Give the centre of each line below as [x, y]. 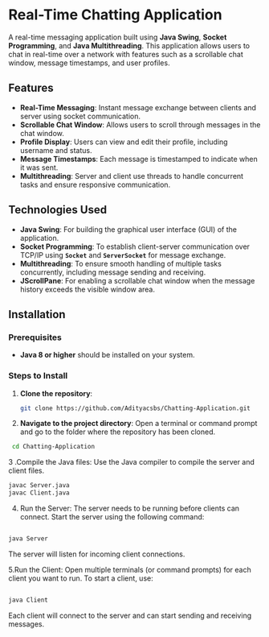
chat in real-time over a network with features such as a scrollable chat [126, 54]
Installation [37, 314]
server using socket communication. [80, 116]
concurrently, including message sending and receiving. [113, 272]
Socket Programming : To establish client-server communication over [135, 246]
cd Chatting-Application [53, 447]
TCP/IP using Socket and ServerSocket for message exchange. [123, 254]
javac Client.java [39, 493]
